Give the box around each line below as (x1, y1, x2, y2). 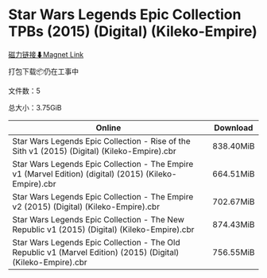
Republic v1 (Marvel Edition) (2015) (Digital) (12, 246, 180, 257)
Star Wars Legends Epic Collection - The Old (12, 237, 180, 248)
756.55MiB (212, 246, 255, 257)
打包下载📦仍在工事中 (8, 66, 79, 76)
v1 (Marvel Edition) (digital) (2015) (12, 168, 145, 180)
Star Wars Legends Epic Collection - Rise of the (12, 135, 191, 146)
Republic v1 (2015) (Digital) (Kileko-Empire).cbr (12, 224, 195, 235)
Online (95, 122, 122, 133)
